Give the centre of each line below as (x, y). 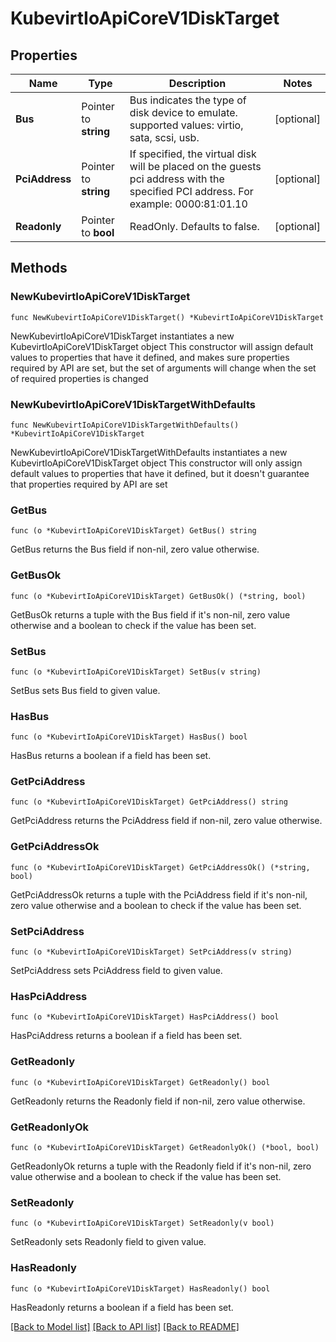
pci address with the (177, 179)
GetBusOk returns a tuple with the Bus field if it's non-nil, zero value (150, 614)
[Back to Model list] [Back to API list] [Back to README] (125, 1326)
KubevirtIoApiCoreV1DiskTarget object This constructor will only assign (156, 463)
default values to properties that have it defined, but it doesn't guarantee (160, 473)
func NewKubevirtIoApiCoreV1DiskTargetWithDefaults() (125, 425)
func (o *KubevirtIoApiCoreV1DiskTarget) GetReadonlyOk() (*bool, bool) (165, 1147)
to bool (98, 232)
